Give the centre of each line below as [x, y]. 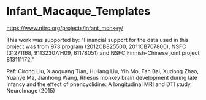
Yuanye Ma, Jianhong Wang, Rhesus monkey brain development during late [102, 77]
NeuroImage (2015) [31, 90]
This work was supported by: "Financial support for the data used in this [97, 40]
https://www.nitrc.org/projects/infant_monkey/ [65, 28]
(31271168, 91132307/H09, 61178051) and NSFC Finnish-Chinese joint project [103, 52]
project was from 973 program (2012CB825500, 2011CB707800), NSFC [96, 46]
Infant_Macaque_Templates [78, 11]
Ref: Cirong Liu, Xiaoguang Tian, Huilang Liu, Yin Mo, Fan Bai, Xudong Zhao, [103, 71]
